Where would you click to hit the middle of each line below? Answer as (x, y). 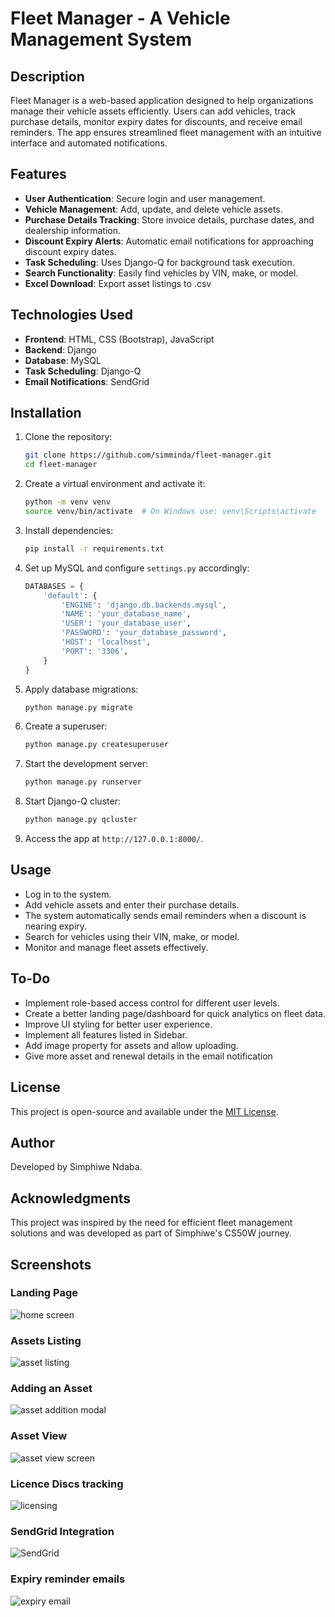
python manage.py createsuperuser (96, 745)
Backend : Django (60, 349)
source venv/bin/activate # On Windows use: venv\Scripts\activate (170, 512)
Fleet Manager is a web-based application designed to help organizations (162, 100)
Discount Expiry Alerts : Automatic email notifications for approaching (169, 241)
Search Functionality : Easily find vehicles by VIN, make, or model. (161, 273)
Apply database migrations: (81, 689)
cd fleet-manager (61, 465)
